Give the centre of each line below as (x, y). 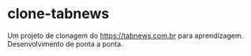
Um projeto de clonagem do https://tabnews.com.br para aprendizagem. (126, 35)
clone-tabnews (58, 14)
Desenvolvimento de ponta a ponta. (66, 43)
